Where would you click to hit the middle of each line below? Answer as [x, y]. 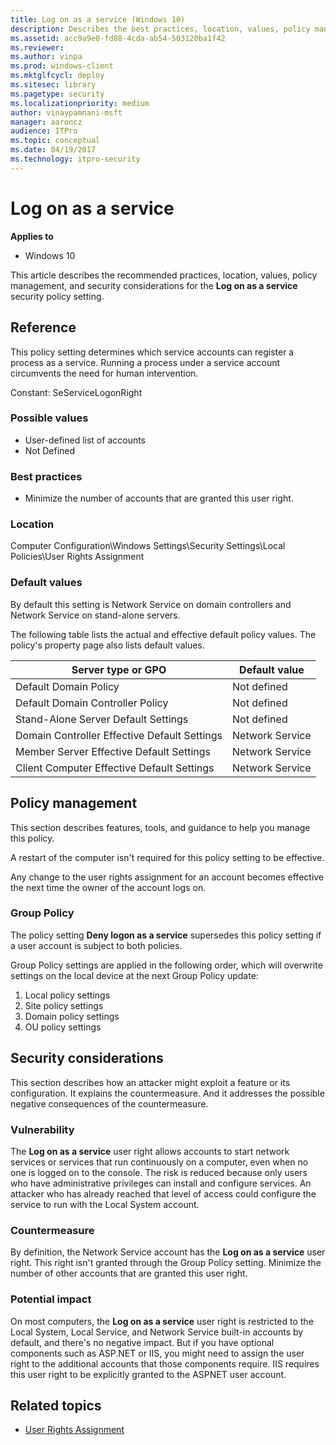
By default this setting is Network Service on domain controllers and [151, 604]
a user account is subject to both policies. [96, 945]
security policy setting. [57, 296]
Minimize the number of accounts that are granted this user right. [159, 498]
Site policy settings [64, 1005]
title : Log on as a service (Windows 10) [98, 19]
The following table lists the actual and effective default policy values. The [163, 634]
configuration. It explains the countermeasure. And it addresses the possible [167, 1093]
